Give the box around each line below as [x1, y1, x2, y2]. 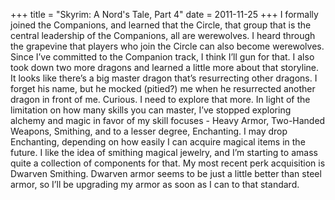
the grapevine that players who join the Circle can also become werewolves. [10, 40, 325, 52]
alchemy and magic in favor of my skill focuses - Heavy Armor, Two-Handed [10, 115, 326, 126]
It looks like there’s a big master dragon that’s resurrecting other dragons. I [10, 72, 318, 84]
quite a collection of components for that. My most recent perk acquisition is [10, 157, 326, 169]
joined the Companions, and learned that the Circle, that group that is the [10, 19, 312, 31]
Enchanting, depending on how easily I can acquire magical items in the [10, 136, 306, 148]
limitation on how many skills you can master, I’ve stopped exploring [10, 104, 292, 116]
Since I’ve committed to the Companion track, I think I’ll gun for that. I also [10, 51, 315, 63]
